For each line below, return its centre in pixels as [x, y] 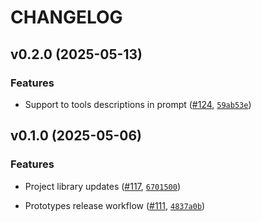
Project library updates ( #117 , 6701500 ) [102, 186]
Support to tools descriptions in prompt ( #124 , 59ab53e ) [138, 104]
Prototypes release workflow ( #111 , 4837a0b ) [115, 205]
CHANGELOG [66, 17]
